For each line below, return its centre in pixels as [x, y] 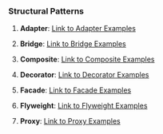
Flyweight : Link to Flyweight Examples [83, 106]
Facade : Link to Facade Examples [76, 90]
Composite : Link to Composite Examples [87, 59]
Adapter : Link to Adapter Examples [78, 29]
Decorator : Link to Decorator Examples [84, 75]
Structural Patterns [46, 11]
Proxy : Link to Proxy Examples [70, 121]
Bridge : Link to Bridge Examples [73, 44]
